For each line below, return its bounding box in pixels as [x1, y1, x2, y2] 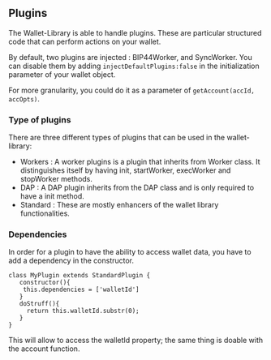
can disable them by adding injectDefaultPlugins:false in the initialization [8, 61, 260, 71]
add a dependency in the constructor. [8, 255, 135, 266]
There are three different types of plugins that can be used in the [8, 133, 226, 143]
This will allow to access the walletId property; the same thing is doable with [8, 336, 264, 345]
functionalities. [19, 208, 71, 218]
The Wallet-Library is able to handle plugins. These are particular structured [8, 28, 262, 37]
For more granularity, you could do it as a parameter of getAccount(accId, [8, 85, 256, 95]
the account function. [8, 344, 80, 354]
